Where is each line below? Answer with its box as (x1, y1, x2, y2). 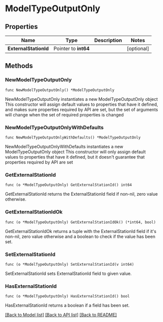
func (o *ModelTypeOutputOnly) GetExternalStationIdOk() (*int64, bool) (5, 220, 156, 225)
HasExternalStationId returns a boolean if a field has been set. (5, 302, 130, 308)
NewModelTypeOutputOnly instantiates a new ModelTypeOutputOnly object (5, 96, 158, 102)
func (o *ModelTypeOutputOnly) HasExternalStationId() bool (5, 294, 130, 299)
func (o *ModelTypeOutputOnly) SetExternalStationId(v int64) (5, 262, 134, 267)
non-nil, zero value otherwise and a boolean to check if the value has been (5, 233, 155, 239)
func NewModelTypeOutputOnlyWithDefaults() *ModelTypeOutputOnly (5, 135, 141, 140)
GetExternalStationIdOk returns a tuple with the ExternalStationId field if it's (5, 228, 157, 234)
